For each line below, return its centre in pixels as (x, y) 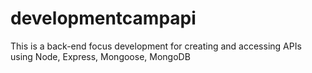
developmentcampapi (103, 18)
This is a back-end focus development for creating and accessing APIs (156, 46)
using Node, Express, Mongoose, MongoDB (100, 56)
